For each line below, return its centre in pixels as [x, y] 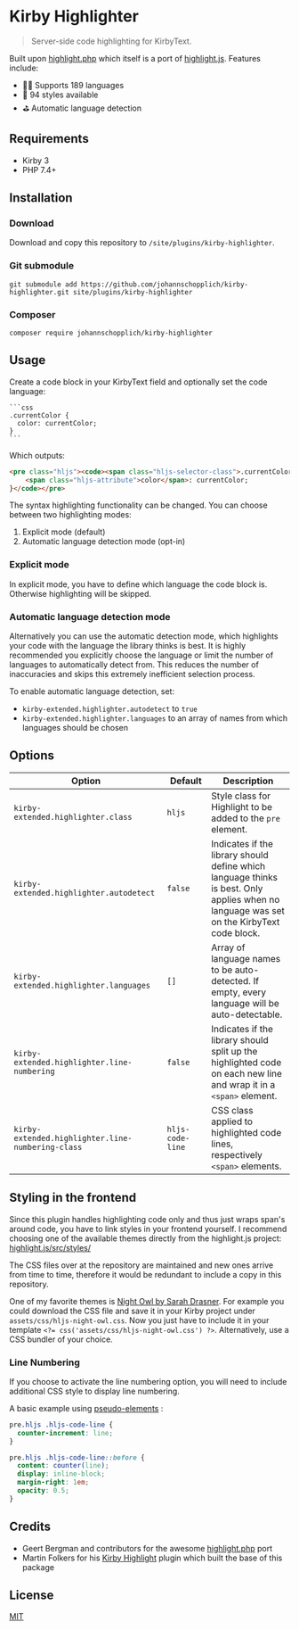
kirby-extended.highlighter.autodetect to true [110, 709]
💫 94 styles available [60, 95]
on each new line [246, 1073]
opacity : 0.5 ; [43, 1491]
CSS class [232, 1110]
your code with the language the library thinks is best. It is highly [128, 646]
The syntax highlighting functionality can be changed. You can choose [139, 505]
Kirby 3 [36, 160]
